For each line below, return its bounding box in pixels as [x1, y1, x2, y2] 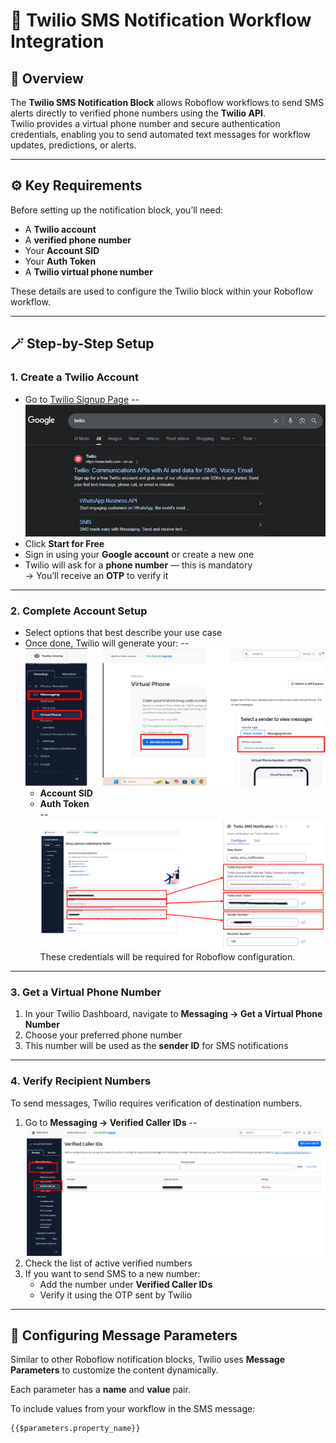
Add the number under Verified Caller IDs [39, 1278, 213, 1290]
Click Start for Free [24, 537, 105, 549]
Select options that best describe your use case [24, 627, 223, 639]
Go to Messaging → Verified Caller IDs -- [24, 1116, 198, 1128]
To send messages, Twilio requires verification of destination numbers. [10, 1097, 303, 1109]
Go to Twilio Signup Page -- [24, 393, 140, 405]
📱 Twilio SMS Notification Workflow [10, 9, 312, 32]
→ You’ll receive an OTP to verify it [24, 569, 169, 581]
